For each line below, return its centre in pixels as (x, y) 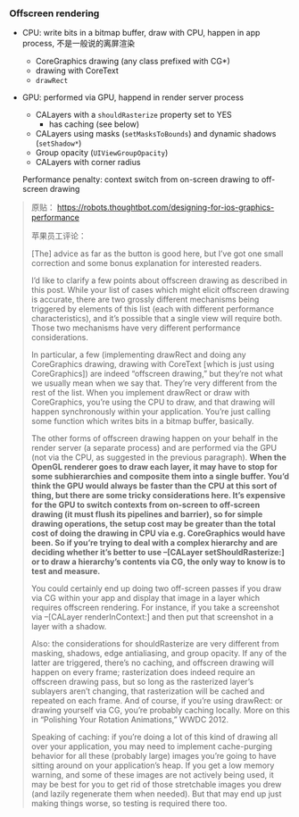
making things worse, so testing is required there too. (129, 804)
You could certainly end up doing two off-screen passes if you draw (156, 588)
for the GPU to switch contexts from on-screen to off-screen (145, 505)
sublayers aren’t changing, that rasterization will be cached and (148, 691)
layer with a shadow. (69, 627)
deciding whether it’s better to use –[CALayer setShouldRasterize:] (158, 553)
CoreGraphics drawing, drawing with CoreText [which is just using (153, 364)
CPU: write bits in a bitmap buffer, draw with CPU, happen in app (141, 33)
